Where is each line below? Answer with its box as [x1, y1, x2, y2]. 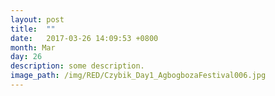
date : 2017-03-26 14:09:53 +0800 [10, 33, 159, 43]
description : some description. [10, 61, 145, 71]
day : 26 [10, 52, 43, 62]
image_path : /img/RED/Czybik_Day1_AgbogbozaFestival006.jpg [10, 71, 267, 81]
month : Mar [10, 42, 56, 53]
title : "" [10, 24, 56, 34]
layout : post [10, 14, 65, 25]
